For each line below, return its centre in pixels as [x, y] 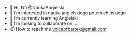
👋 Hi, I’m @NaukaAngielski [37, 8]
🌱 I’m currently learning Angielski [44, 18]
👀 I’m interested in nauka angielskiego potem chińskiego [68, 13]
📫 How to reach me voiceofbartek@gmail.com [58, 29]
